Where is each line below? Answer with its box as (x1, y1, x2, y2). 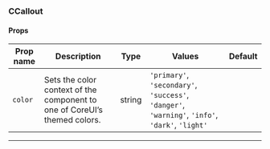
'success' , (149, 90, 190, 101)
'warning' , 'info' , (149, 110, 219, 121)
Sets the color (43, 74, 97, 86)
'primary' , (149, 70, 190, 81)
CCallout (8, 6, 43, 17)
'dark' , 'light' (149, 119, 208, 131)
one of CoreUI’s (43, 104, 103, 115)
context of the (43, 84, 97, 95)
